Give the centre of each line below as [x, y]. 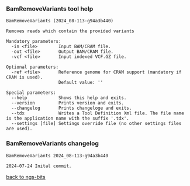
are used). [19, 129]
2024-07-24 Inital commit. [39, 166]
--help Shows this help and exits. [69, 98]
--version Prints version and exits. [68, 103]
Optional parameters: [32, 67]
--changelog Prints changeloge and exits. [72, 108]
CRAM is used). [25, 77]
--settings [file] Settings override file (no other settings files [96, 124]
